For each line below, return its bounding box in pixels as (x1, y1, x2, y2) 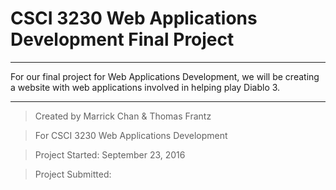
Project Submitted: (34, 168, 112, 180)
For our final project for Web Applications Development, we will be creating (10, 70, 320, 82)
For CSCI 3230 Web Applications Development (34, 129, 228, 141)
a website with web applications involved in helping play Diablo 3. (10, 81, 281, 93)
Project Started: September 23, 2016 (34, 148, 186, 161)
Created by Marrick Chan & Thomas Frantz (34, 110, 212, 122)
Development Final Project (10, 28, 235, 51)
